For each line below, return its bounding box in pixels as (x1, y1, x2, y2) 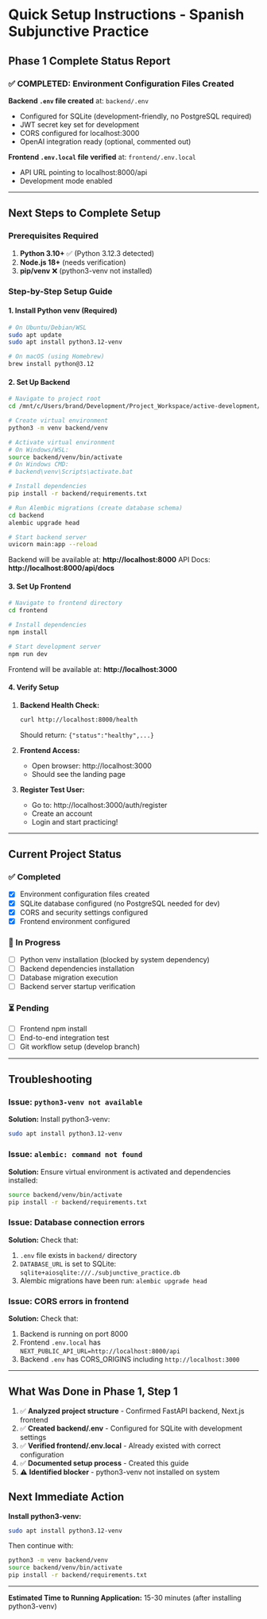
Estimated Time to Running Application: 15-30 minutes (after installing (8, 1593, 242, 1603)
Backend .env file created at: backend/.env (8, 95, 149, 105)
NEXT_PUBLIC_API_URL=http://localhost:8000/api (19, 1347, 180, 1355)
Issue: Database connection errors (8, 1217, 145, 1228)
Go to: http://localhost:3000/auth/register (31, 800, 168, 809)
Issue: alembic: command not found (8, 1149, 143, 1160)
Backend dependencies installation (19, 964, 135, 973)
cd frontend (8, 607, 48, 615)
